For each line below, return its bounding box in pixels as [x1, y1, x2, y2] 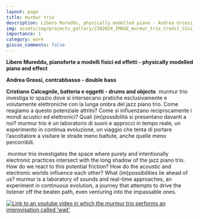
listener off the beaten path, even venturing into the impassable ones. [6, 188, 177, 195]
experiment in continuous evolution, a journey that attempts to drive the [6, 181, 182, 189]
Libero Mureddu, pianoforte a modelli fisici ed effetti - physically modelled [6, 58, 193, 66]
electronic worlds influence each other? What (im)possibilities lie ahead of [6, 169, 188, 176]
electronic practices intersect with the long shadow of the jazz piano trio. [6, 156, 186, 164]
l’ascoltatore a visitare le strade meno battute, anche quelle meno [6, 132, 167, 139]
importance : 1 [6, 31, 42, 37]
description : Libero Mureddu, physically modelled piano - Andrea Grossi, [6, 20, 196, 26]
